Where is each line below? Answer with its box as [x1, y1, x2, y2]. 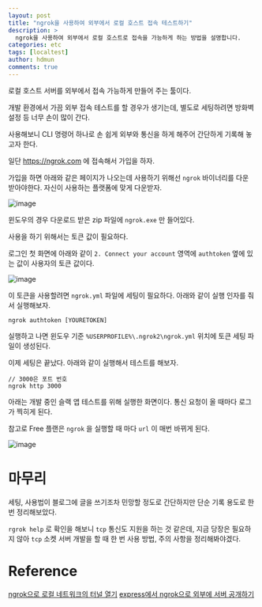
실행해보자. [16, 300, 51, 309]
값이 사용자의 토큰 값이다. [16, 258, 95, 267]
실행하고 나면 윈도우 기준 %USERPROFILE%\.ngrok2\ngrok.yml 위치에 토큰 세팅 [8, 331, 246, 340]
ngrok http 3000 [8, 381, 62, 390]
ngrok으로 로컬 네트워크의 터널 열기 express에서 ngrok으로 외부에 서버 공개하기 [8, 589, 255, 598]
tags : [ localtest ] [8, 48, 69, 56]
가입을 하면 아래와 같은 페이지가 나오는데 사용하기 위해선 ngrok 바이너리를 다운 [8, 173, 249, 182]
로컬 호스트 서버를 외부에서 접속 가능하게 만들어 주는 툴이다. [8, 85, 192, 95]
